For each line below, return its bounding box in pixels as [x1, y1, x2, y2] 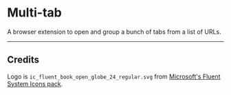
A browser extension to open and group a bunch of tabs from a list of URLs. [7, 28, 221, 36]
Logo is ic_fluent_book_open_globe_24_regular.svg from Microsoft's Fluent [7, 72, 221, 81]
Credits [7, 54, 40, 66]
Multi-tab [7, 5, 62, 21]
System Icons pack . [7, 79, 63, 87]
